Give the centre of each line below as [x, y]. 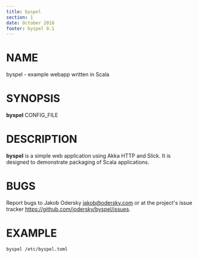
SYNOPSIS [33, 99]
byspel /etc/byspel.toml [37, 249]
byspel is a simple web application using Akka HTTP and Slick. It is [89, 156]
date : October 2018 [30, 23]
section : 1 [20, 17]
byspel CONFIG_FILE [32, 115]
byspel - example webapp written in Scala [58, 75]
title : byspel [24, 12]
